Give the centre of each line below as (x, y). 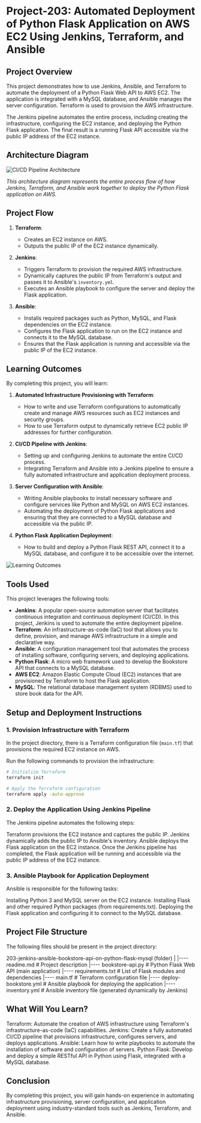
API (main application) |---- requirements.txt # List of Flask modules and (96, 971)
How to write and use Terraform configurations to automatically (102, 407)
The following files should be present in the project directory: (82, 946)
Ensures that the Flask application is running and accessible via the (107, 343)
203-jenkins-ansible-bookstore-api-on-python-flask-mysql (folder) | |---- (97, 958)
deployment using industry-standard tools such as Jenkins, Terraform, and (99, 1108)
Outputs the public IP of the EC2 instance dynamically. (91, 246)
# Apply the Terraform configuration (53, 788)
